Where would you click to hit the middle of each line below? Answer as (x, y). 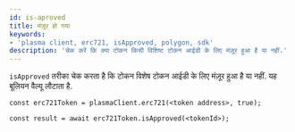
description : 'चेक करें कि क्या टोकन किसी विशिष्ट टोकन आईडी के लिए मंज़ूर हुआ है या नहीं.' (148, 51)
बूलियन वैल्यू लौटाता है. (41, 87)
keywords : (28, 34)
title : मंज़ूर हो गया (40, 26)
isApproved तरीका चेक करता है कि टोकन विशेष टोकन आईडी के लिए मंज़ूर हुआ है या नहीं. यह (143, 76)
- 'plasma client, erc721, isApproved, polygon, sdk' (112, 42)
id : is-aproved (38, 17)
